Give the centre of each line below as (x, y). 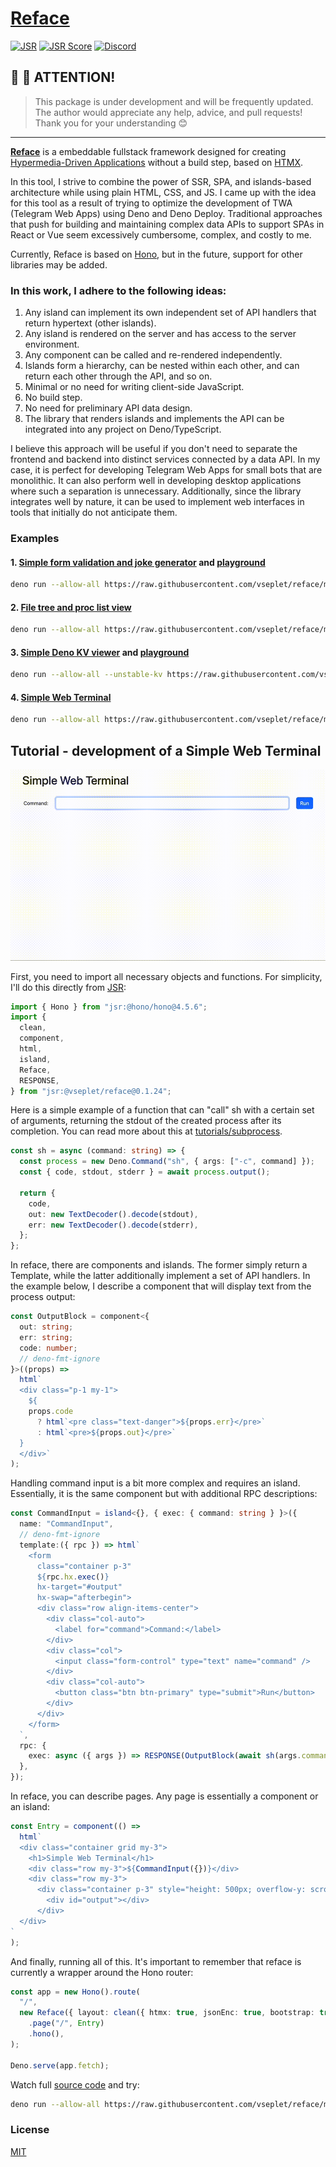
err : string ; (46, 1337)
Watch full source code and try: (75, 2084)
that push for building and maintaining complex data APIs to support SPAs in (167, 224)
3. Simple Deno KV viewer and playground (100, 652)
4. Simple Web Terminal (61, 697)
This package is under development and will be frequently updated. (174, 101)
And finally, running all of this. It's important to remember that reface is (156, 1961)
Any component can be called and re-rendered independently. (153, 355)
